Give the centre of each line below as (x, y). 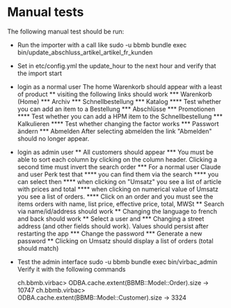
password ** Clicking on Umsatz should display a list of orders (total (115, 240)
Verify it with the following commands (71, 269)
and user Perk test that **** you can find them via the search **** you (118, 174)
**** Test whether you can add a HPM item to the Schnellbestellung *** (120, 116)
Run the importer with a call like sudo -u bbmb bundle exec (102, 45)
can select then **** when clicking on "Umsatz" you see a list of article (119, 181)
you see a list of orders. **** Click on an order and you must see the (115, 197)
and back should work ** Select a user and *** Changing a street (111, 218)
